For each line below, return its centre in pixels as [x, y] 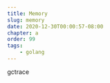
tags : [15, 46]
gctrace [18, 72]
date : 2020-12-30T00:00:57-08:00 [55, 26]
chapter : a [23, 33]
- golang [32, 53]
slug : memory [26, 20]
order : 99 [21, 39]
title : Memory [28, 13]
